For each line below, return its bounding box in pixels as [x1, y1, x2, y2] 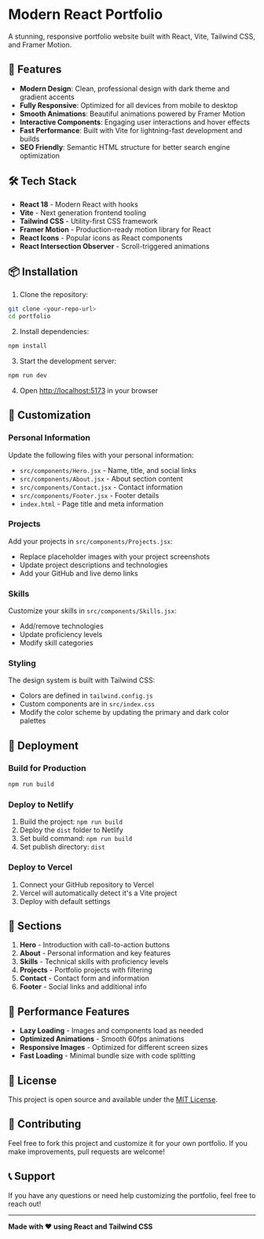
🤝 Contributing [8, 1118, 82, 1131]
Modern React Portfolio [8, 6, 163, 24]
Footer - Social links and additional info [19, 982, 147, 992]
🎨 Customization [8, 408, 91, 422]
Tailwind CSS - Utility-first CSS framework [19, 216, 159, 225]
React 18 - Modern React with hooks [19, 199, 139, 209]
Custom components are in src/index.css [19, 699, 156, 709]
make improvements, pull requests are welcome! [8, 1147, 165, 1156]
